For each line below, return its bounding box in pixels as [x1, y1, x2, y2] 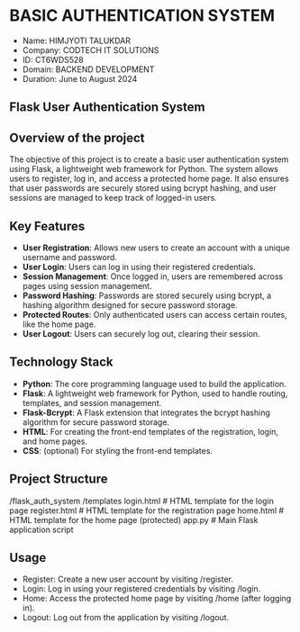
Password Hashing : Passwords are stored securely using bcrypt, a [22, 290, 272, 301]
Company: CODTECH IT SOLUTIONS [22, 44, 159, 55]
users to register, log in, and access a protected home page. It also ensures [9, 173, 290, 185]
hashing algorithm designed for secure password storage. [22, 299, 238, 311]
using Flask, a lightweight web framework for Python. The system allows [9, 164, 279, 175]
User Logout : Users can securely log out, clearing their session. [22, 328, 260, 339]
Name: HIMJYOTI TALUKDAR [22, 35, 131, 46]
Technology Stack [9, 355, 114, 370]
